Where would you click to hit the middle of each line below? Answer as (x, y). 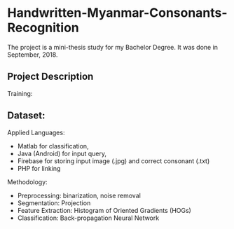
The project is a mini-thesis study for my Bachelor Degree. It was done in (113, 47)
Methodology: (27, 182)
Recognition (43, 28)
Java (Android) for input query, (62, 153)
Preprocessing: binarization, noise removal (79, 195)
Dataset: (26, 116)
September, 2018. (33, 55)
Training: (20, 93)
